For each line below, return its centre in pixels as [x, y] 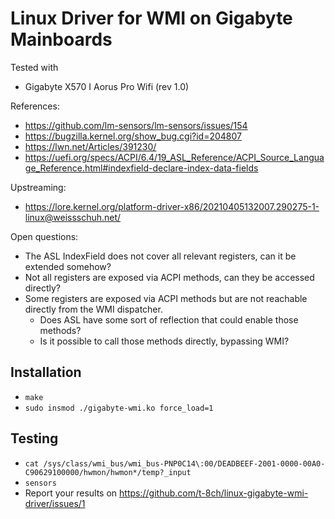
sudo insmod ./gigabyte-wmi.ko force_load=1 [119, 408]
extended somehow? [68, 266]
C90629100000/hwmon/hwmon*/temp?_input [108, 472]
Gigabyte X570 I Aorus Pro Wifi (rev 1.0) [107, 86]
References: [35, 106]
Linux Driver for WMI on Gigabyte [151, 18]
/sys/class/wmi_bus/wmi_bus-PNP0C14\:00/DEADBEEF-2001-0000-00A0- [184, 463]
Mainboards [61, 39]
